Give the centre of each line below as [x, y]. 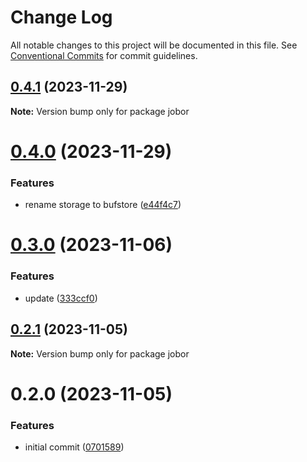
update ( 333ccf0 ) [61, 298]
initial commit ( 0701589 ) [74, 447]
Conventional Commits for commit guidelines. [104, 55]
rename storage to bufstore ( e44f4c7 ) [103, 205]
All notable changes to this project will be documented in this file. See [154, 45]
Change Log [61, 17]
